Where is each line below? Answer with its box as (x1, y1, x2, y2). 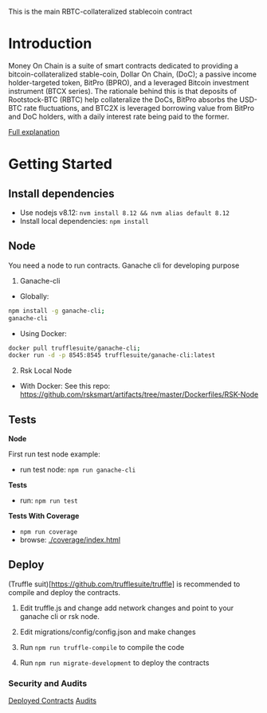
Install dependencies (8, 186, 115, 200)
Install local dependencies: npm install (19, 216, 149, 225)
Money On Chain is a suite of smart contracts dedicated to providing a (8, 61, 239, 70)
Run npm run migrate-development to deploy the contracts (19, 657, 210, 668)
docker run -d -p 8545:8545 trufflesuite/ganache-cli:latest (8, 351, 216, 359)
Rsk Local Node (19, 366, 73, 375)
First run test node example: (8, 449, 101, 459)
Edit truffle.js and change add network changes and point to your (19, 603, 234, 613)
